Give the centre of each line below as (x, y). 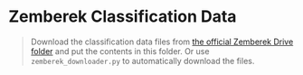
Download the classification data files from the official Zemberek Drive (162, 42)
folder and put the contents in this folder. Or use (120, 51)
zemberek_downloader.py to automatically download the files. (142, 61)
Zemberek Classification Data (123, 17)
